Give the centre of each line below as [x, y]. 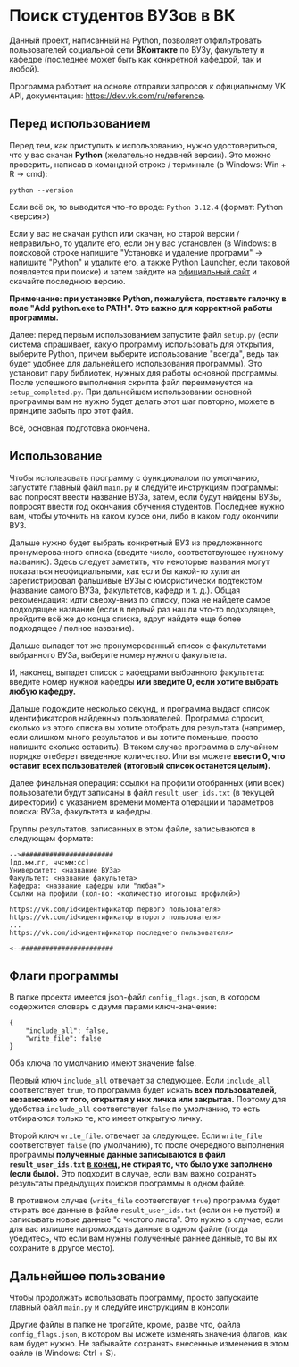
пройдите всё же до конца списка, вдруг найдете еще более [125, 619]
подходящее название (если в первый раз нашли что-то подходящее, [143, 609]
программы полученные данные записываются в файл [117, 1155]
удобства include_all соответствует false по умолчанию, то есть [135, 1109]
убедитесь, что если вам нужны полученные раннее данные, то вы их [143, 1238]
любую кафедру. [42, 691]
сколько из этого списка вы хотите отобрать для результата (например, [147, 727]
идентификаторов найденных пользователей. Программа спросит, [137, 718]
